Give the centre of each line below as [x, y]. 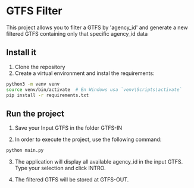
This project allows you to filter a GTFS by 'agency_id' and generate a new [97, 27]
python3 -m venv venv [33, 84]
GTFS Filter [34, 11]
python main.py [25, 151]
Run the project [35, 113]
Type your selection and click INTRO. [60, 168]
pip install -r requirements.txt [48, 95]
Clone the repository [40, 67]
